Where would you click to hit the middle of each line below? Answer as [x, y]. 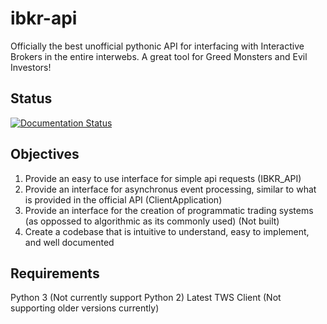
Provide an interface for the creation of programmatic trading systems [169, 210]
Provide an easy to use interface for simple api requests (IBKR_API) [163, 178]
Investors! [31, 67]
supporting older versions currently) [85, 308]
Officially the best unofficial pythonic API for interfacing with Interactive [157, 46]
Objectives [45, 154]
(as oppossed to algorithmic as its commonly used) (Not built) [152, 221]
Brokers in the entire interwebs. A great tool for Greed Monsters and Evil [159, 56]
